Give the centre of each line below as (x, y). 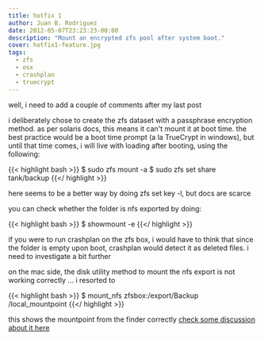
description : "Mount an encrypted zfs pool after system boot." (117, 38)
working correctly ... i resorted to (62, 280)
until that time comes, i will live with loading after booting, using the (118, 145)
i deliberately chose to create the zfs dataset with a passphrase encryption (130, 120)
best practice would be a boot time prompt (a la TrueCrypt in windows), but (131, 137)
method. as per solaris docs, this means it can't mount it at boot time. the (128, 129)
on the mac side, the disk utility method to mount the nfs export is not (122, 272)
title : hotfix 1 (35, 15)
